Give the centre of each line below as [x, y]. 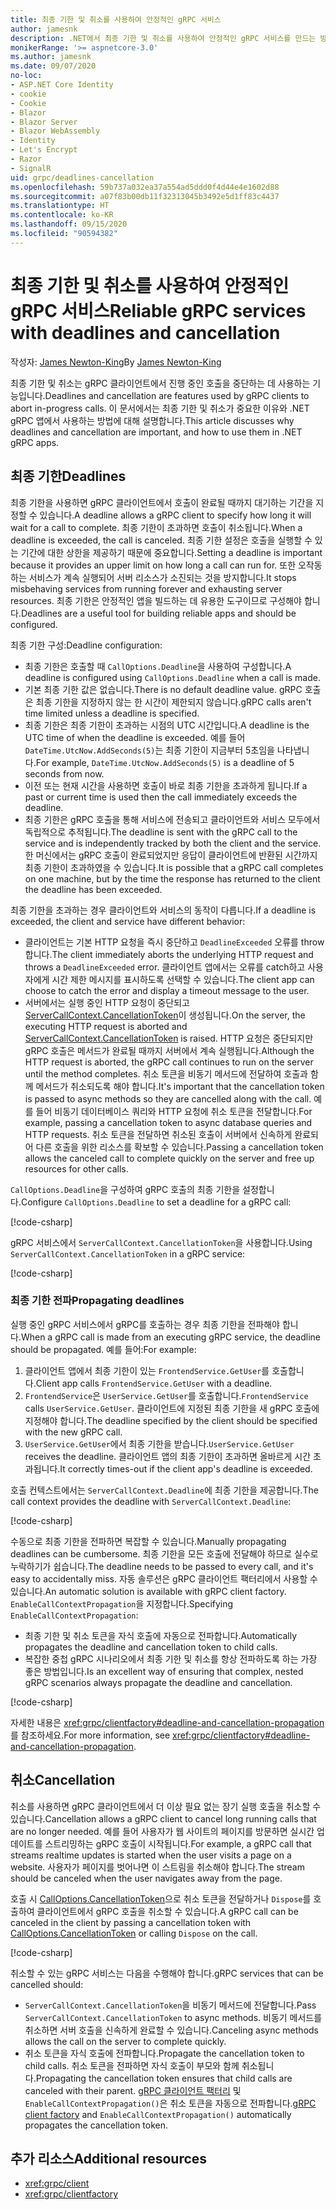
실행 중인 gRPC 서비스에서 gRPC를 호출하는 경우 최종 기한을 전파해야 [145, 1324]
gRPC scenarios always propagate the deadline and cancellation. [158, 1682]
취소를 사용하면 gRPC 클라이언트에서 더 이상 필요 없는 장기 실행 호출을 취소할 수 [166, 1806]
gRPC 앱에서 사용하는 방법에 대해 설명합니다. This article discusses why [152, 420]
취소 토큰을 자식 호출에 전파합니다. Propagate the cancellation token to [164, 2053]
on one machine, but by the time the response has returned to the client [172, 878]
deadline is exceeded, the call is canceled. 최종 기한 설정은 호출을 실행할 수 [161, 540]
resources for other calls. [76, 1168]
